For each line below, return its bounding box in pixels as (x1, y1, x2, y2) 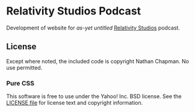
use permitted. (6, 64, 43, 71)
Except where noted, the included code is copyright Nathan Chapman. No (6, 57, 190, 64)
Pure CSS (6, 79, 35, 87)
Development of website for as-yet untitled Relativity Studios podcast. (6, 24, 181, 31)
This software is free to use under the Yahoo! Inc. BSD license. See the (6, 93, 182, 100)
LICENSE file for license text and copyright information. (6, 99, 143, 107)
